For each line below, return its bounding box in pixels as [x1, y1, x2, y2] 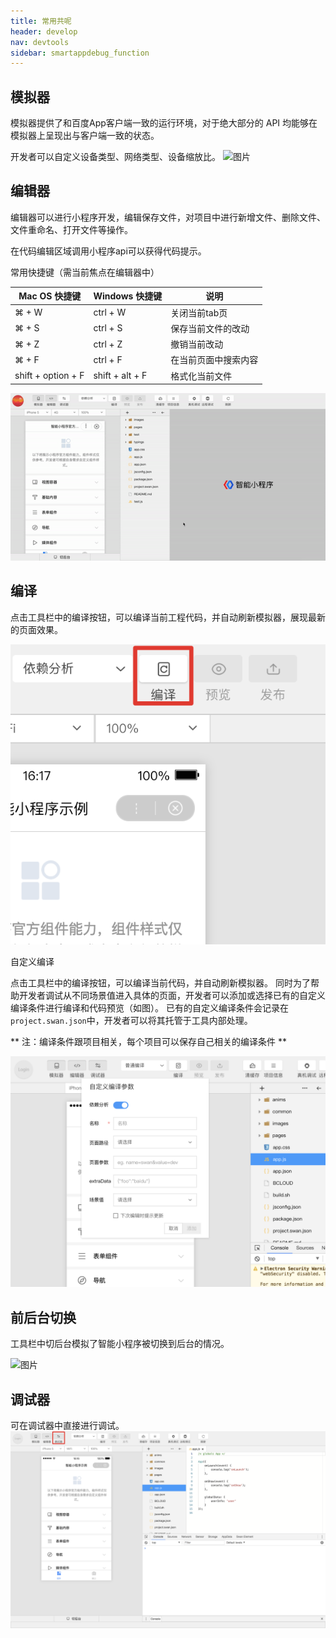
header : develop [10, 26, 78, 37]
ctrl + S [93, 322, 123, 334]
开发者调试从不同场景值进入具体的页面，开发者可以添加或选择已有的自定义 [18, 990, 326, 1002]
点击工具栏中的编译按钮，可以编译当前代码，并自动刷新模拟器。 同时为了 [10, 977, 311, 989]
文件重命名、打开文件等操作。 [10, 223, 133, 235]
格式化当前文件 [170, 370, 233, 382]
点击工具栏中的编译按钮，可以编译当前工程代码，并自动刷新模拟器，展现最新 [10, 611, 326, 623]
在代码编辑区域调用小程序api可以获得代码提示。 [10, 245, 207, 257]
